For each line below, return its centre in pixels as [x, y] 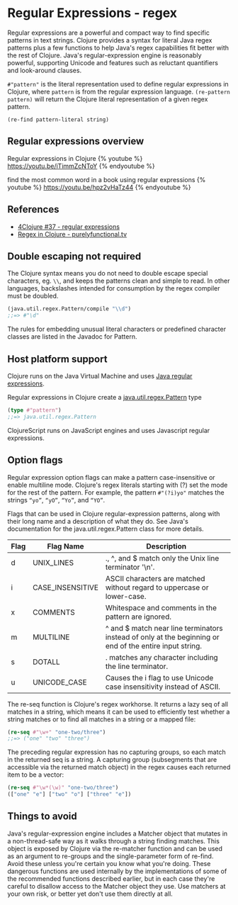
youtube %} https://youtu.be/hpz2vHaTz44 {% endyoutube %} [99, 187]
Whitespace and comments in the [161, 607]
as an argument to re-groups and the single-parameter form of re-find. [110, 856]
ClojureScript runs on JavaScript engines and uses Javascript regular [109, 430]
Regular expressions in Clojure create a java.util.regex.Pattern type [104, 397]
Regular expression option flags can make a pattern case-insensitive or [111, 477]
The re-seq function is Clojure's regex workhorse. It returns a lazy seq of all [118, 704]
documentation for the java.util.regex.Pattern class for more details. [106, 529]
